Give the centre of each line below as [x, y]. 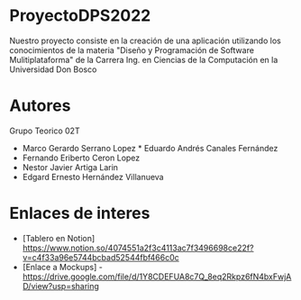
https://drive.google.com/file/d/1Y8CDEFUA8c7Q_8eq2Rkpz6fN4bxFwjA [157, 277]
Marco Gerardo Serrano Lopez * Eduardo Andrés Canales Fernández [150, 148]
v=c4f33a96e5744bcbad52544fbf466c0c [101, 257]
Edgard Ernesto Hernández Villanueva [93, 177]
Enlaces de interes [80, 214]
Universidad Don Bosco [53, 69]
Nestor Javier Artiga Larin [70, 167]
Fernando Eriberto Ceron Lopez [81, 158]
